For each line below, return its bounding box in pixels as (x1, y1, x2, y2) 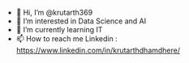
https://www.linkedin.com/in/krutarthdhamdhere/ (15, 45, 181, 55)
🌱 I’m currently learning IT (15, 25, 103, 34)
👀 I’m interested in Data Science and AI (15, 16, 147, 26)
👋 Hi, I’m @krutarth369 (15, 8, 93, 17)
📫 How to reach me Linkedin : (15, 34, 118, 44)
